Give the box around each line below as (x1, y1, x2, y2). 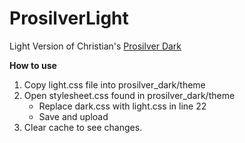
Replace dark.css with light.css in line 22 (38, 100, 207, 112)
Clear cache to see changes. (23, 121, 143, 133)
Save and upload (38, 110, 109, 122)
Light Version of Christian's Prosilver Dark (9, 40, 182, 52)
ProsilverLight (9, 7, 129, 30)
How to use (9, 59, 57, 71)
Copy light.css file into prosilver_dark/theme (23, 78, 206, 91)
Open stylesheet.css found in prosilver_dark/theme (23, 89, 236, 101)
